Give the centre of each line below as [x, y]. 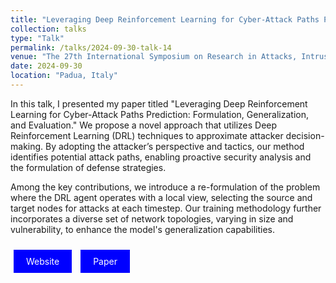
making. [27, 146]
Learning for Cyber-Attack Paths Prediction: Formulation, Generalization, [159, 114]
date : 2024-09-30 [46, 66]
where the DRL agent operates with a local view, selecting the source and [161, 197]
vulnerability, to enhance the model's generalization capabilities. [143, 229]
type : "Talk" [37, 38]
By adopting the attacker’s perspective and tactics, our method [175, 146]
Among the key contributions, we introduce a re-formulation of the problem [165, 187]
